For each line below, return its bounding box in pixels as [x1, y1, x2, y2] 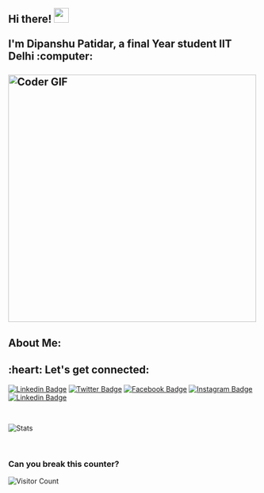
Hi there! [8, 13, 52, 26]
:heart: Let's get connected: [8, 363, 150, 377]
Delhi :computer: [8, 50, 94, 63]
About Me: [8, 336, 62, 350]
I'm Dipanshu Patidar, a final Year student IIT [8, 37, 232, 51]
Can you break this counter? [8, 458, 120, 469]
